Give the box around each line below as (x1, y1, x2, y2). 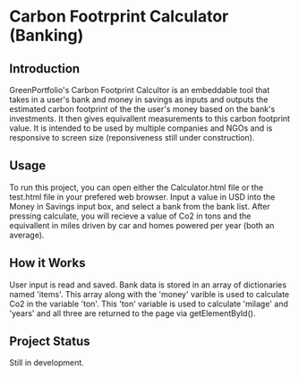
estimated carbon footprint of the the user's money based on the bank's (9, 104, 276, 114)
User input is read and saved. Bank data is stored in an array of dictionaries (9, 279, 287, 290)
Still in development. (9, 357, 85, 368)
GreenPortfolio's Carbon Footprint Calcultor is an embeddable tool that (9, 85, 270, 95)
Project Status (9, 334, 91, 349)
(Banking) (9, 25, 84, 46)
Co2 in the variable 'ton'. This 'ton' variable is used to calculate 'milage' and (9, 298, 288, 309)
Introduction (9, 61, 81, 76)
